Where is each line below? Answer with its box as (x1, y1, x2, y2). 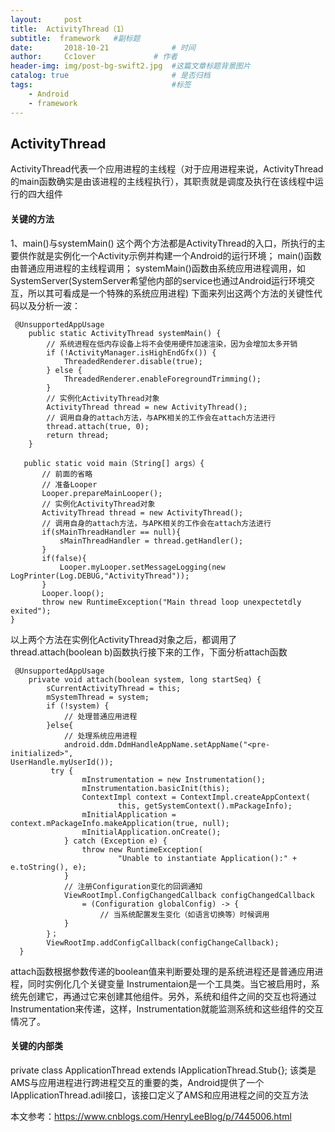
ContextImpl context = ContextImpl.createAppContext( (81, 792, 311, 802)
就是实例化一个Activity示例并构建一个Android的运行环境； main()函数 (36, 249, 322, 261)
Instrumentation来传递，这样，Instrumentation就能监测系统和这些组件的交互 (10, 1002, 324, 1015)
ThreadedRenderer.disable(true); (63, 356, 203, 366)
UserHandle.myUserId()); (10, 757, 114, 767)
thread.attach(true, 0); (46, 421, 150, 431)
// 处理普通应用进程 (63, 711, 138, 721)
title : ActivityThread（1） (10, 24, 129, 34)
